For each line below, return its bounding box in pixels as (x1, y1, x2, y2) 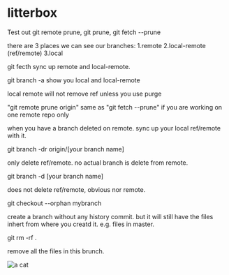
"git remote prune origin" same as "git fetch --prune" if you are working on (7, 103, 222, 111)
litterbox (7, 5, 58, 21)
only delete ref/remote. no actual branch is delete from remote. (7, 158, 189, 167)
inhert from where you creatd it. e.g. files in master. (7, 220, 155, 228)
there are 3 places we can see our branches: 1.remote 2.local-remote (7, 41, 206, 50)
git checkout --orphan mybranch (7, 199, 102, 207)
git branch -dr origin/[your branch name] (7, 144, 124, 153)
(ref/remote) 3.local (7, 49, 64, 57)
